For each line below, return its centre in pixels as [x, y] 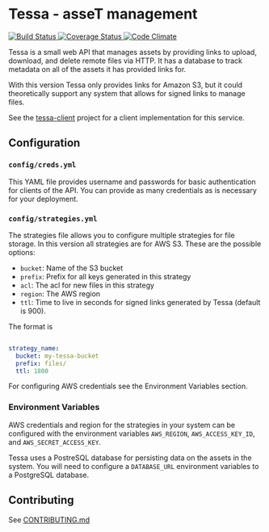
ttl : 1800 [32, 371]
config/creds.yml [42, 165]
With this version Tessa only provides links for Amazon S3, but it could [126, 85]
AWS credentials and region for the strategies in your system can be [122, 425]
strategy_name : [34, 348]
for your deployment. [43, 199]
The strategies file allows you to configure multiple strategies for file [122, 235]
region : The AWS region [60, 293]
